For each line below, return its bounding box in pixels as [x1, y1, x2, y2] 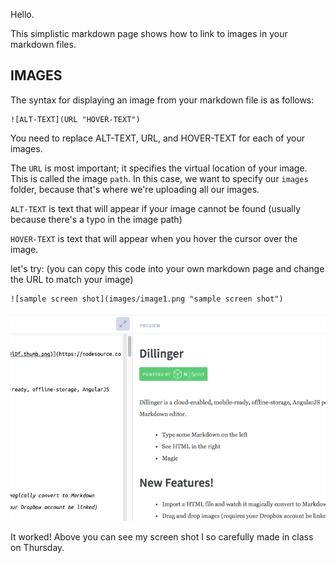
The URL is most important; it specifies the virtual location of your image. [10, 162, 308, 174]
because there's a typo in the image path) [10, 213, 183, 225]
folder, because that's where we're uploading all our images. [10, 183, 260, 195]
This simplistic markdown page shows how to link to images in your [10, 28, 288, 39]
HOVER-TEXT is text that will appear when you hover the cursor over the [10, 232, 298, 244]
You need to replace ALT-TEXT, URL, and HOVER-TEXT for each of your [10, 132, 305, 144]
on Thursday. [10, 542, 65, 554]
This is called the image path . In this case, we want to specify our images [10, 172, 309, 184]
